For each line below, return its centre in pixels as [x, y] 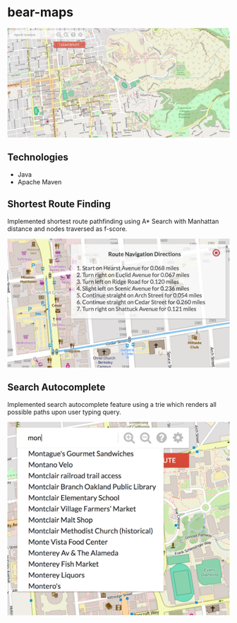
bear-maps [41, 12]
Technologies [38, 157]
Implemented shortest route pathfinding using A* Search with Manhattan [113, 221]
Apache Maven [39, 182]
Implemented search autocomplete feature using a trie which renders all [112, 404]
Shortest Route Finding [59, 204]
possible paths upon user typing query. [64, 412]
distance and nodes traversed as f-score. [67, 229]
